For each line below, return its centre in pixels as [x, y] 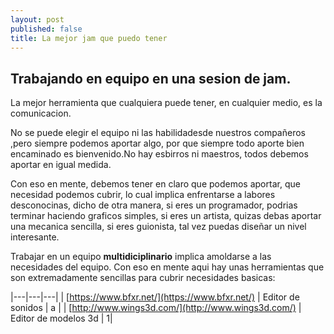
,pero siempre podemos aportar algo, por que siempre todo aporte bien [157, 143]
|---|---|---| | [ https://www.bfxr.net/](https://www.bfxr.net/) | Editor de [155, 297]
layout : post [37, 19]
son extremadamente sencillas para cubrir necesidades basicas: [143, 278]
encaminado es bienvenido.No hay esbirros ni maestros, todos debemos [159, 154]
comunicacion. [41, 113]
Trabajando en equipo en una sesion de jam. [151, 78]
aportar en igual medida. [61, 165]
